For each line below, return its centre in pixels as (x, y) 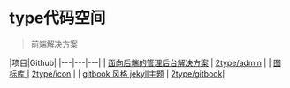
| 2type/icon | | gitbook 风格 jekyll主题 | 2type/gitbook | (126, 73)
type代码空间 (57, 18)
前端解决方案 (54, 44)
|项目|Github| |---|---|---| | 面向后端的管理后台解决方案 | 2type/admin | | (140, 62)
